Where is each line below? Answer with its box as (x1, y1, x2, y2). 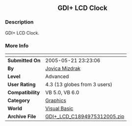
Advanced (45, 73, 69, 80)
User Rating (7, 81, 36, 88)
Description (5, 19, 34, 26)
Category (7, 97, 30, 104)
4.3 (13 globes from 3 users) (45, 81, 113, 88)
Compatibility (7, 89, 40, 95)
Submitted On (7, 57, 41, 63)
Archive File (7, 113, 36, 120)
